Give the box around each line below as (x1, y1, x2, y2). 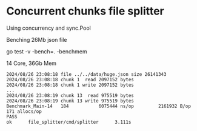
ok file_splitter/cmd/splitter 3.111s (6, 119, 132, 125)
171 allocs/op (6, 108, 42, 115)
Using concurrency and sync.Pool (6, 24, 91, 32)
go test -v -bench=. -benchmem (6, 47, 88, 55)
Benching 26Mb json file (6, 36, 67, 43)
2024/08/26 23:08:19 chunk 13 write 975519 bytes (6, 98, 135, 104)
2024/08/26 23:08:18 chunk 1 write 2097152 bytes (6, 82, 135, 88)
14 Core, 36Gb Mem (6, 59, 56, 67)
